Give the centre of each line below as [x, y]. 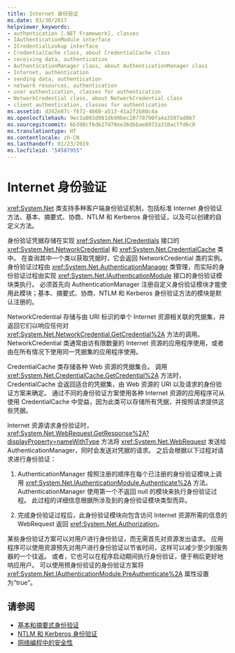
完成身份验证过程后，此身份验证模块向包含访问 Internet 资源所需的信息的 [122, 515]
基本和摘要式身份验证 [48, 625]
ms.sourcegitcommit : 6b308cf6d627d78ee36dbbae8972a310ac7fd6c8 [101, 124]
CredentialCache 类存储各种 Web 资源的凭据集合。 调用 [87, 366]
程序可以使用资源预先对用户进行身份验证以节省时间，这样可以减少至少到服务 [117, 547]
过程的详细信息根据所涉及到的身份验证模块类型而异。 [114, 500]
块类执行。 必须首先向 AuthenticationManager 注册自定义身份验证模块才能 [114, 284]
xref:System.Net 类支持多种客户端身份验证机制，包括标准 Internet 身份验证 [115, 208]
